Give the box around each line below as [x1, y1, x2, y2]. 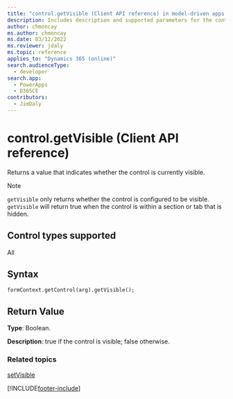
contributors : [7, 94, 49, 101]
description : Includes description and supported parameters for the [7, 17, 213, 24]
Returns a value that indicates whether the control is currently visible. [7, 168, 206, 176]
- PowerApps [13, 81, 49, 88]
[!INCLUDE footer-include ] [7, 384, 81, 392]
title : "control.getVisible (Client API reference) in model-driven [7, 10, 209, 17]
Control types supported [7, 230, 116, 241]
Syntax [7, 269, 39, 280]
